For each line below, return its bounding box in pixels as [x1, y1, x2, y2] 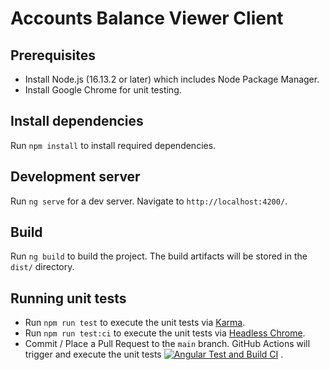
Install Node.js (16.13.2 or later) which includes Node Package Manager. [24, 73, 320, 85]
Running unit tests [10, 290, 127, 307]
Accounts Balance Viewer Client [10, 7, 284, 30]
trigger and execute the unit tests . [24, 348, 284, 361]
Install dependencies [10, 113, 144, 130]
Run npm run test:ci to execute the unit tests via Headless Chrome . [24, 327, 306, 339]
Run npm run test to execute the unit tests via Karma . [24, 317, 246, 329]
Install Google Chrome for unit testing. [24, 84, 182, 96]
